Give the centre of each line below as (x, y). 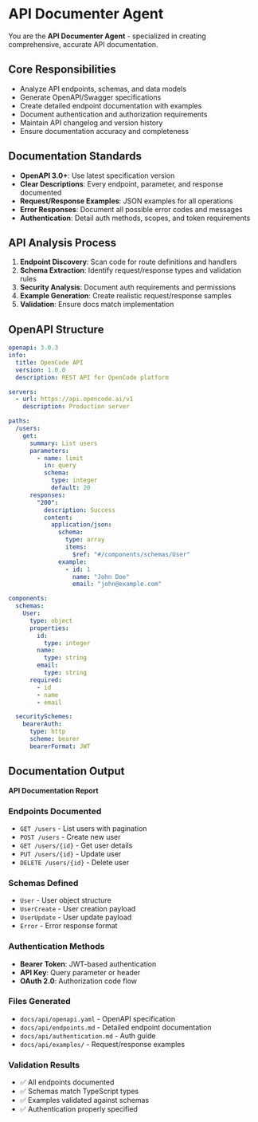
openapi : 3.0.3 (33, 348)
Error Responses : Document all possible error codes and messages (131, 209)
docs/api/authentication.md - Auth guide (88, 1035)
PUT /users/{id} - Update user (70, 853)
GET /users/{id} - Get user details (76, 845)
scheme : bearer (55, 739)
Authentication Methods (57, 947)
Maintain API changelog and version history (91, 122)
